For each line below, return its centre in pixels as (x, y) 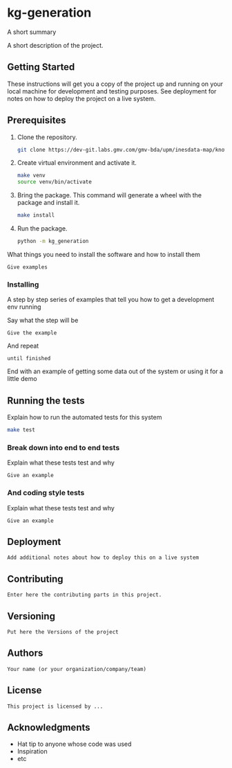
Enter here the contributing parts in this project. (85, 595)
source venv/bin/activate (54, 182)
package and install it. (48, 203)
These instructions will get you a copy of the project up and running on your (115, 84)
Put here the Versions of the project (63, 632)
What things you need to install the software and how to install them (104, 254)
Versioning (31, 616)
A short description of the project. (55, 45)
